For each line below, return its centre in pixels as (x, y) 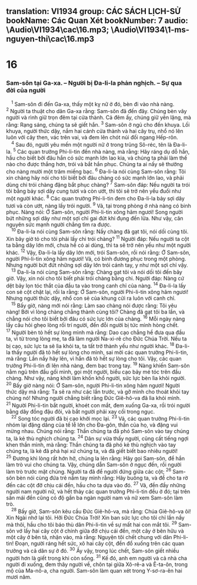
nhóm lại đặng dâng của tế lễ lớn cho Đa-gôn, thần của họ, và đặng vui (92, 425)
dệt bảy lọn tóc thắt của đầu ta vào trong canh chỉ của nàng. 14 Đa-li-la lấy (96, 285)
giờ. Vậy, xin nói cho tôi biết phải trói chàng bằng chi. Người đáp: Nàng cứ (95, 279)
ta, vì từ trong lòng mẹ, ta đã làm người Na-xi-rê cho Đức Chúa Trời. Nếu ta (96, 339)
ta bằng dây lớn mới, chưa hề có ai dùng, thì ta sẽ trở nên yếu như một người (98, 245)
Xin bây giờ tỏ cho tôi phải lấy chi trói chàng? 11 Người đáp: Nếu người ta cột (98, 239)
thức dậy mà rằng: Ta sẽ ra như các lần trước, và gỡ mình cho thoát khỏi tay (98, 392)
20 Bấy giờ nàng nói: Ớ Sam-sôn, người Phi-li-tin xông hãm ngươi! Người (93, 385)
